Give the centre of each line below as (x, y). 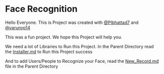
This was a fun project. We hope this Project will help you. (64, 37)
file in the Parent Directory (32, 66)
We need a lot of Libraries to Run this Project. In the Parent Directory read (79, 46)
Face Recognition (41, 9)
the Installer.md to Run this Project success (49, 52)
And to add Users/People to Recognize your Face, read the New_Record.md (82, 61)
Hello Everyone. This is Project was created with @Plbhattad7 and (72, 22)
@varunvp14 (18, 27)
